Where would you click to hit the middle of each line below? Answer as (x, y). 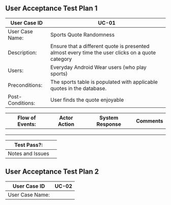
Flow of (27, 118)
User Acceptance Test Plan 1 (51, 8)
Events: (27, 124)
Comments (149, 121)
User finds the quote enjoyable (87, 100)
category (61, 59)
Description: (22, 52)
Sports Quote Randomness (82, 34)
